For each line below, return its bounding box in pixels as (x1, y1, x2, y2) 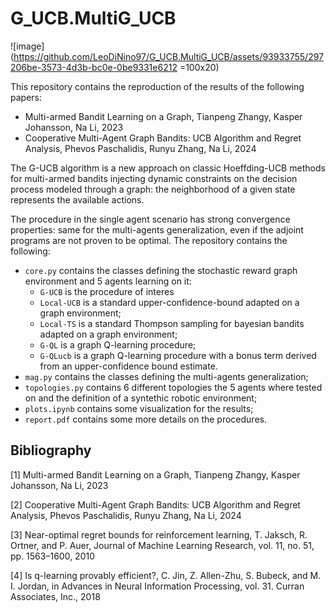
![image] (10, 40, 45, 52)
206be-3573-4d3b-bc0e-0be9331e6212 (10, 61, 178, 73)
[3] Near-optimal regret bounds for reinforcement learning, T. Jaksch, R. (10, 528, 308, 541)
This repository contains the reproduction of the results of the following (10, 80, 305, 92)
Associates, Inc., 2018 (10, 590, 101, 602)
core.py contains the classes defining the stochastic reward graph (24, 264, 298, 276)
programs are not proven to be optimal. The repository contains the (10, 234, 288, 246)
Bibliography (10, 442, 92, 459)
